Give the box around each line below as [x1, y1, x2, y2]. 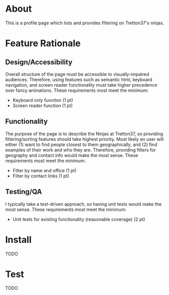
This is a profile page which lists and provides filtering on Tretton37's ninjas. [5, 20, 164, 26]
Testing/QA [5, 188, 42, 196]
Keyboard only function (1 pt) [12, 97, 73, 103]
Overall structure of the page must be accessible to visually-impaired [5, 71, 149, 77]
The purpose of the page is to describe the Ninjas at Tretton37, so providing [5, 130, 163, 137]
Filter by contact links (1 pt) [12, 173, 69, 179]
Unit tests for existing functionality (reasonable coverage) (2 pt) [12, 216, 146, 222]
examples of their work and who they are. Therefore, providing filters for [5, 146, 156, 153]
